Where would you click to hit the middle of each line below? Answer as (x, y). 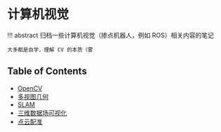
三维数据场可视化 (42, 112)
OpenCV (30, 88)
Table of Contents (47, 71)
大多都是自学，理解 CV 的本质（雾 (50, 50)
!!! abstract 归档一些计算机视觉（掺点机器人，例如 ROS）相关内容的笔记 (110, 35)
